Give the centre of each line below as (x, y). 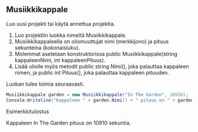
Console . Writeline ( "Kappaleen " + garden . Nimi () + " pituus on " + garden (100, 100)
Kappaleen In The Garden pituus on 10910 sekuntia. (69, 123)
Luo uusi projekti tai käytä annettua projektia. (61, 23)
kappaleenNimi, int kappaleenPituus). (60, 60)
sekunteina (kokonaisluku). (47, 48)
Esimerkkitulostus (28, 111)
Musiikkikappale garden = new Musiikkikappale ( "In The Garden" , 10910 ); (97, 94)
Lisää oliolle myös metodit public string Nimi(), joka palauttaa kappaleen (102, 66)
